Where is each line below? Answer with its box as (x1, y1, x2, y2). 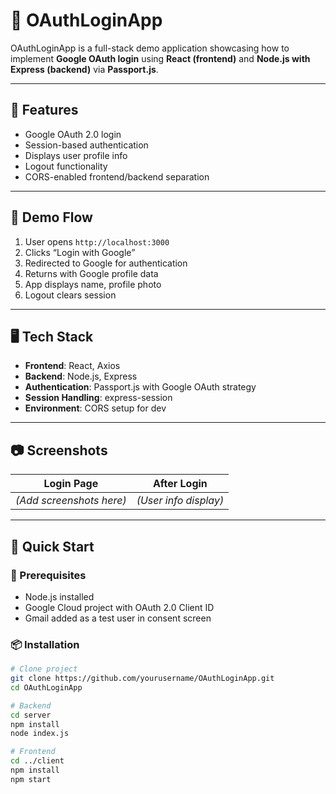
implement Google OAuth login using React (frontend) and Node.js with (10, 52, 311, 64)
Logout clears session (24, 289, 117, 301)
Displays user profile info (24, 149, 128, 161)
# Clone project (10, 664, 78, 674)
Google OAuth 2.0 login (24, 128, 122, 140)
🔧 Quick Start (10, 538, 95, 555)
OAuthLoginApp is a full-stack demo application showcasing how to (10, 42, 290, 54)
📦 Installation (10, 637, 80, 651)
